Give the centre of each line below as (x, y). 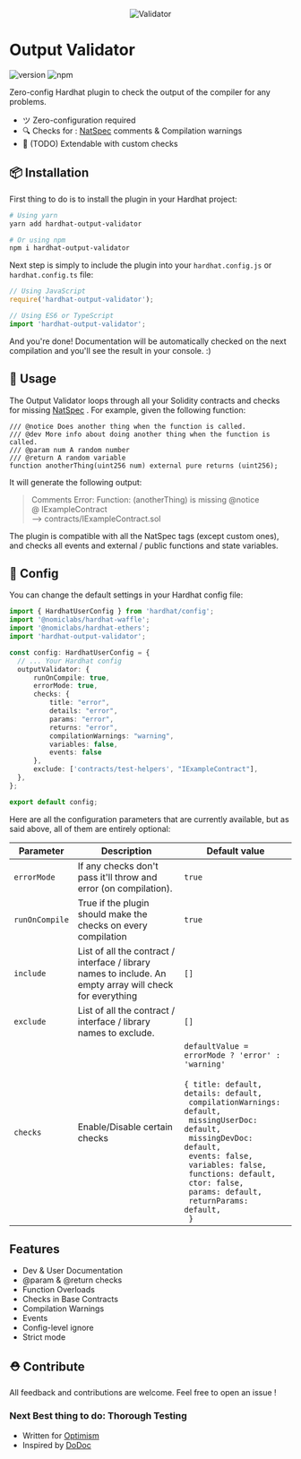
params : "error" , (82, 719)
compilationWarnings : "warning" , (112, 736)
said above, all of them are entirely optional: (90, 828)
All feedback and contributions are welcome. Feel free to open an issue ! (143, 1393)
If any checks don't (118, 866)
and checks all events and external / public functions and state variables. (144, 545)
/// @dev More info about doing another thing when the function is (140, 434)
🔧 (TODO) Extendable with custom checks (100, 143)
